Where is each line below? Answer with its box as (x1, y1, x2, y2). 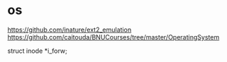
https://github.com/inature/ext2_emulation (7, 25, 132, 34)
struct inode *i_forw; (7, 46, 68, 55)
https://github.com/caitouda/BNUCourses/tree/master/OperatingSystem (7, 32, 220, 41)
